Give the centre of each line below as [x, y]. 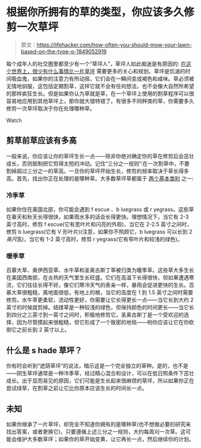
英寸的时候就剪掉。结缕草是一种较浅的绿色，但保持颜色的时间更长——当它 [98, 307]
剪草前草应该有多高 [41, 141]
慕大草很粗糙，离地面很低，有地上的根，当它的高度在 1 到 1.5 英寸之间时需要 [100, 293]
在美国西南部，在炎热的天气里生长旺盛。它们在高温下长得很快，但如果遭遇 [98, 278]
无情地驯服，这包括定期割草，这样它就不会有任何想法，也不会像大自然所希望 [100, 86]
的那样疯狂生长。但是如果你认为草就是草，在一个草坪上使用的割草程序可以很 [100, 94]
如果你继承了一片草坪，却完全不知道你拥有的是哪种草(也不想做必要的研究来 [99, 424]
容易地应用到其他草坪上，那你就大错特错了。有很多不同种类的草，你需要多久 [100, 101]
